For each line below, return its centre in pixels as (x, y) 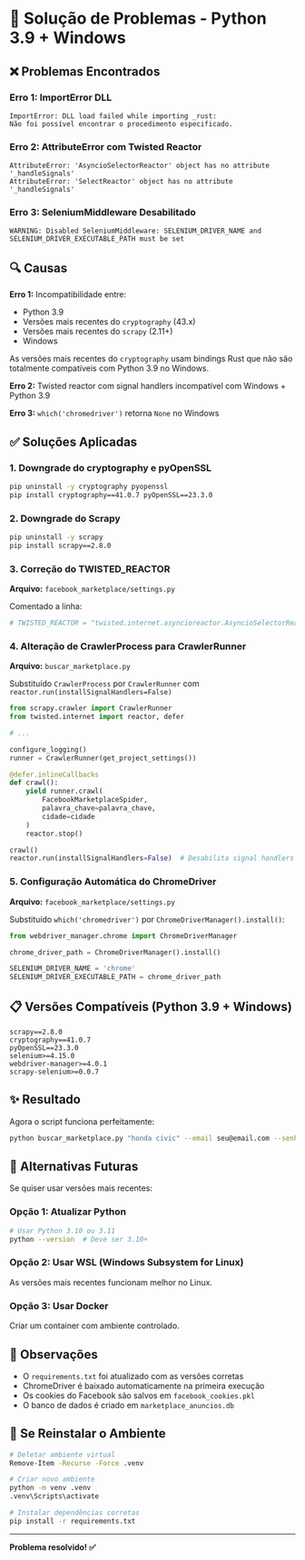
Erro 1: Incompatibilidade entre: (68, 295)
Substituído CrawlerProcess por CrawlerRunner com (104, 684)
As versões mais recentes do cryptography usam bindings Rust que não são (151, 359)
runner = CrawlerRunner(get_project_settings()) (103, 758)
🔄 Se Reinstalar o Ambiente (88, 1434)
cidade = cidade (69, 816)
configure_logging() (49, 749)
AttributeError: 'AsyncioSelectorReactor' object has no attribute (140, 166)
